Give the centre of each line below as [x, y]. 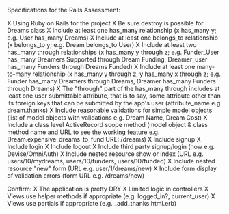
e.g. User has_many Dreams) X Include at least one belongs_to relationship [113, 38]
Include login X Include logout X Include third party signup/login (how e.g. [111, 147]
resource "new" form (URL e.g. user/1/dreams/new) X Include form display [112, 168]
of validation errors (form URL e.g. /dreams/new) [76, 176]
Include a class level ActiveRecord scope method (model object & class [108, 125]
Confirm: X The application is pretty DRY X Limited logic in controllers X [108, 189]
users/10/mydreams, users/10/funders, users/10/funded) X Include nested [111, 161]
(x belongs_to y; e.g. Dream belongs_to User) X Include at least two [102, 45]
